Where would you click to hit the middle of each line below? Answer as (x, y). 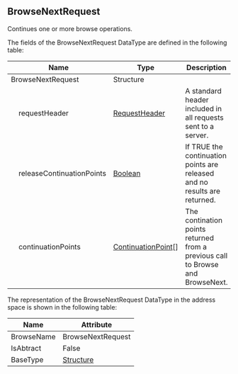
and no (197, 182)
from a (196, 246)
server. (197, 135)
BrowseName (33, 336)
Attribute (97, 324)
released (200, 173)
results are (203, 191)
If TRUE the (204, 147)
